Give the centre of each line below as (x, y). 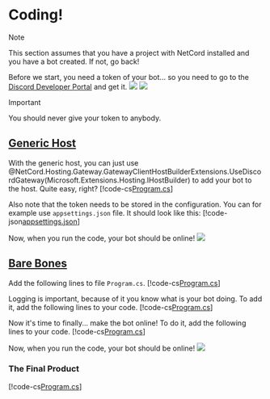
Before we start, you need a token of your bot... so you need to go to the (129, 77)
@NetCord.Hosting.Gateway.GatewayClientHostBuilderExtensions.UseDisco (135, 171)
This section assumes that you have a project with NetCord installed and (129, 52)
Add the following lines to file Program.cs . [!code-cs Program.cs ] (114, 283)
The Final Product (44, 369)
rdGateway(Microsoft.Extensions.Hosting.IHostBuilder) (99, 180)
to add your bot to (222, 180)
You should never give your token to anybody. (85, 118)
